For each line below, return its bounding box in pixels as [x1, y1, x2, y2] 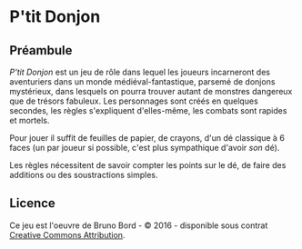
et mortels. [9, 115, 50, 125]
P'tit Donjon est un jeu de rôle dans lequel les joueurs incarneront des [9, 66, 271, 77]
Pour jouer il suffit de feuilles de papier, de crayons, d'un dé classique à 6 [9, 133, 285, 143]
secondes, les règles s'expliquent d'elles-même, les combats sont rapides [9, 105, 287, 115]
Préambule [9, 43, 73, 58]
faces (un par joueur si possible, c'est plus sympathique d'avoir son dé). [9, 143, 280, 153]
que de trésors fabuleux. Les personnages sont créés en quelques [9, 95, 259, 106]
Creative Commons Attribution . [9, 229, 126, 240]
